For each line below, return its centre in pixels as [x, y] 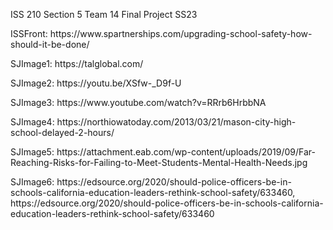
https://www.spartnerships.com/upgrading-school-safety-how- [181, 33]
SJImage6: [32, 182]
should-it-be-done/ [50, 44]
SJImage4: [32, 122]
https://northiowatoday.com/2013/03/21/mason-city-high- [176, 122]
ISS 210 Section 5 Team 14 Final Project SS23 [104, 14]
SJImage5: [32, 152]
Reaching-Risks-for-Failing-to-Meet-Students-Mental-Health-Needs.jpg [159, 162]
